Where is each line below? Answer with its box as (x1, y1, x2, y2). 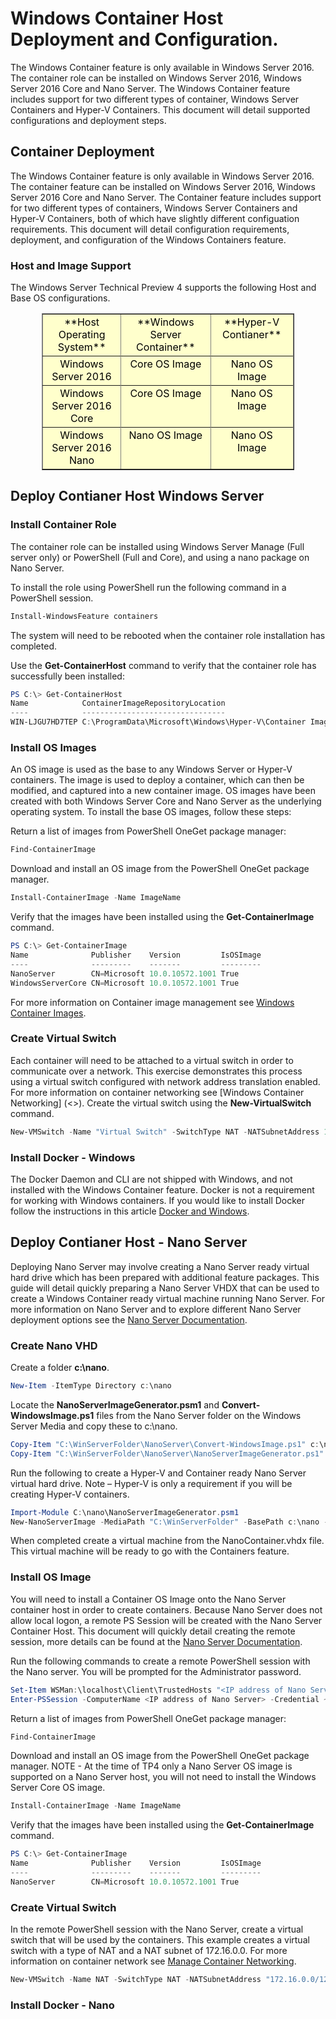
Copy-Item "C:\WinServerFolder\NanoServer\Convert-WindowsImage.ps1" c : (10, 1439, 320, 1449)
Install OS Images (10, 741, 97, 755)
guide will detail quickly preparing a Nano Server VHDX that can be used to (10, 1282, 320, 1294)
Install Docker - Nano (10, 1998, 115, 2012)
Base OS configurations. (10, 292, 111, 304)
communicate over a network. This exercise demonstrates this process (10, 1065, 303, 1077)
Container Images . (10, 1007, 87, 1019)
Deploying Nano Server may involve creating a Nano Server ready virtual (10, 1260, 310, 1272)
